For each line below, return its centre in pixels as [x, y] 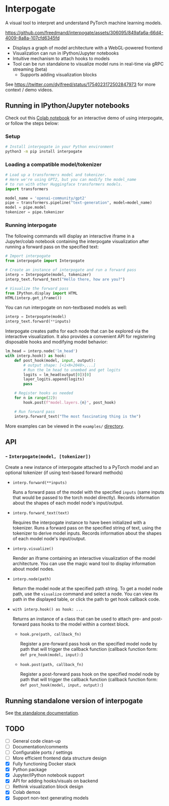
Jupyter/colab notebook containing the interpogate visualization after [77, 242]
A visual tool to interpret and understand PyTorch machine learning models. [84, 23]
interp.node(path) [32, 579]
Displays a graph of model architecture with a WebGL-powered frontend [88, 48]
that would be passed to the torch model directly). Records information [86, 498]
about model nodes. [33, 569]
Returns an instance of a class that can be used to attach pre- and [81, 619]
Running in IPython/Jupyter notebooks [67, 106]
